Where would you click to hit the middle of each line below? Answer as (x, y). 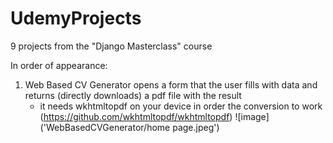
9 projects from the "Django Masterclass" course (111, 46)
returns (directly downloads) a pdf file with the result (133, 95)
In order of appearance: (59, 65)
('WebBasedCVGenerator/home (105, 127)
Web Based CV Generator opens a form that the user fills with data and (171, 84)
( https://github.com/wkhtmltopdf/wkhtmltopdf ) (136, 116)
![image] (252, 116)
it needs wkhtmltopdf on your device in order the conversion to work (181, 106)
